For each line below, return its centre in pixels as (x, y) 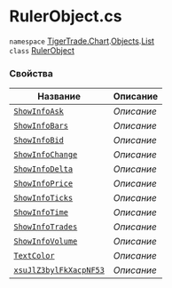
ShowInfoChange (46, 155)
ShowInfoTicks (43, 198)
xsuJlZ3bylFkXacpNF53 (59, 270)
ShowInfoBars (41, 126)
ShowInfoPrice (43, 184)
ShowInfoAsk (39, 112)
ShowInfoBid (39, 140)
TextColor (34, 256)
